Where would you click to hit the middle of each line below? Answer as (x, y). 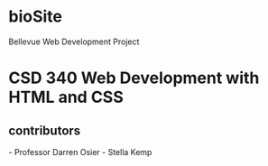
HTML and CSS (66, 97)
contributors (45, 130)
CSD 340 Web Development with (134, 78)
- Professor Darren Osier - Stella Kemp (80, 152)
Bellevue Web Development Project (74, 41)
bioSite (35, 17)
